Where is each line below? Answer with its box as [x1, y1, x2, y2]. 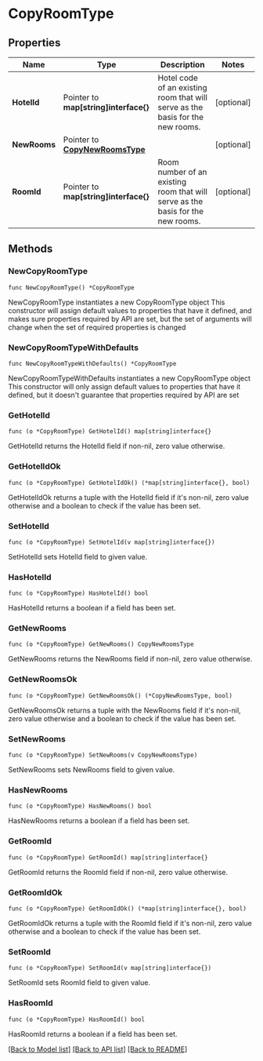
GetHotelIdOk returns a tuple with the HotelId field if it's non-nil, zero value [8, 492, 249, 502]
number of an [157, 166, 207, 177]
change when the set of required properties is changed [8, 323, 186, 332]
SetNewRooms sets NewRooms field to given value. [8, 765, 175, 775]
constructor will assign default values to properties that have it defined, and [8, 305, 252, 315]
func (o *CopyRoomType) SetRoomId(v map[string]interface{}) [8, 964, 212, 972]
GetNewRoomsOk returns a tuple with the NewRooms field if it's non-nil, [8, 706, 241, 715]
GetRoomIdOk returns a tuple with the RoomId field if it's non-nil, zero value [8, 918, 252, 928]
